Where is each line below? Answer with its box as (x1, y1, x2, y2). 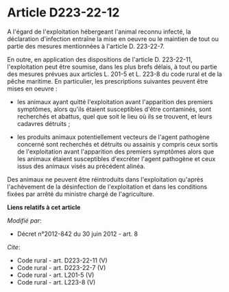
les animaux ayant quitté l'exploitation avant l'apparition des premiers (16, 97, 213, 106)
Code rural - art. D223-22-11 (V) (16, 256, 108, 265)
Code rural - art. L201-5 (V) (16, 271, 95, 279)
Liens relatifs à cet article (7, 203, 81, 211)
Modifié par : (7, 216, 43, 224)
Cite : (7, 243, 21, 251)
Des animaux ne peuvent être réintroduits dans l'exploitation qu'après (7, 175, 204, 183)
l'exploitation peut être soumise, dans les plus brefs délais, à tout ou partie (7, 62, 217, 71)
